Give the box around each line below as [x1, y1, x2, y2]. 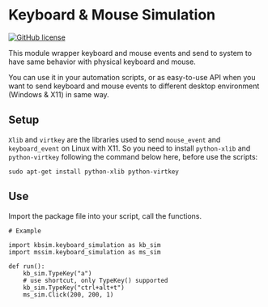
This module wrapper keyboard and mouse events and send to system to [8, 48, 253, 58]
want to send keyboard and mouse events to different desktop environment [8, 81, 260, 91]
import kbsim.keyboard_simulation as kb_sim [8, 241, 161, 249]
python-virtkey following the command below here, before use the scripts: [8, 151, 258, 161]
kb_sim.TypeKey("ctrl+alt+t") [23, 284, 125, 292]
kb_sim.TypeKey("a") [23, 269, 92, 277]
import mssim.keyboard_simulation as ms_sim [8, 248, 161, 256]
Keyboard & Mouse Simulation [8, 6, 216, 24]
